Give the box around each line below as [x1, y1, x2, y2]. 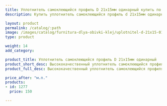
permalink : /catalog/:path [5, 25, 61, 30]
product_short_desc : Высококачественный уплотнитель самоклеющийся [5, 61, 148, 67]
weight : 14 [5, 44, 28, 49]
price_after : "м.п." [5, 75, 48, 80]
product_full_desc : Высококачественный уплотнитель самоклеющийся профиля [5, 66, 164, 71]
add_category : [5, 48, 35, 53]
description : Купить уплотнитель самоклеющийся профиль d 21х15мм [5, 12, 146, 17]
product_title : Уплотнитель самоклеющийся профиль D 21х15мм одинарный [5, 57, 157, 62]
